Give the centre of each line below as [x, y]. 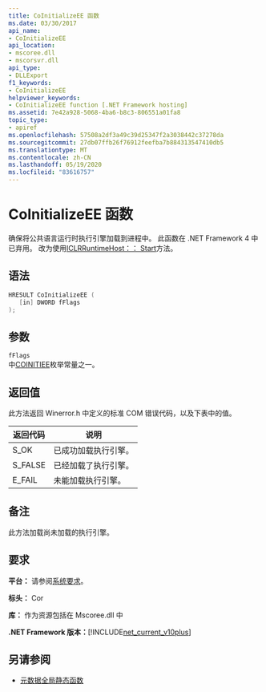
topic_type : [28, 120]
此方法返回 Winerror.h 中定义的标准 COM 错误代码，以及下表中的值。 [122, 413]
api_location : [32, 46]
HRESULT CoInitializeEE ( [51, 295]
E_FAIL [25, 480]
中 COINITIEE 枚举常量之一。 [54, 365]
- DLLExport [28, 75]
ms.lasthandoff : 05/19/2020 [55, 165]
